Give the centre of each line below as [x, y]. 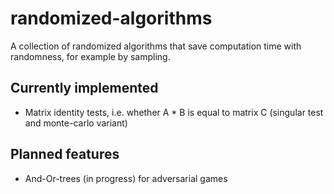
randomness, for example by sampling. [90, 56]
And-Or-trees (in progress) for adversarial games [126, 178]
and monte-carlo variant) [76, 123]
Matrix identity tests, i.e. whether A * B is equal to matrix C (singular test [174, 112]
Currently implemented [84, 88]
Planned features [65, 154]
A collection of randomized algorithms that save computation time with [156, 46]
